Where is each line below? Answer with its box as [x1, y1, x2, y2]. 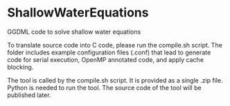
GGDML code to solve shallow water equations [7, 28, 141, 36]
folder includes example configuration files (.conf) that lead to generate [7, 48, 211, 56]
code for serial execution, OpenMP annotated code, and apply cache [7, 55, 204, 63]
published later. [7, 91, 51, 99]
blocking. [7, 63, 34, 71]
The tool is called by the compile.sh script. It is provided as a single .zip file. [7, 76, 223, 84]
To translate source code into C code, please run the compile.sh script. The [7, 41, 223, 49]
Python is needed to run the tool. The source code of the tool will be [7, 83, 202, 92]
